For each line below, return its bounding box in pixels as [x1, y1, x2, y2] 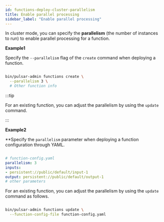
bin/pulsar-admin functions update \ [5, 208, 84, 213]
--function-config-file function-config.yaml [9, 212, 106, 217]
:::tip [5, 93, 14, 98]
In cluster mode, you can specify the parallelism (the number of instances [5, 30, 158, 36]
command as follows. [5, 193, 49, 200]
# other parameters [5, 179, 46, 184]
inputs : [5, 165, 21, 170]
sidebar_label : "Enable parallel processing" [5, 16, 101, 21]
